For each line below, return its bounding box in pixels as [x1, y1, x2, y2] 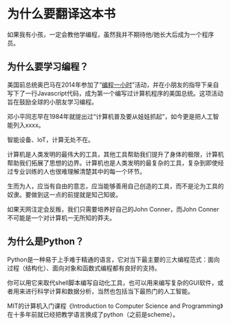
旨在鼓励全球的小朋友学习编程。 [7, 98, 98, 106]
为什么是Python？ [7, 236, 85, 247]
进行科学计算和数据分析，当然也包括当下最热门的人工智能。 [25, 287, 194, 295]
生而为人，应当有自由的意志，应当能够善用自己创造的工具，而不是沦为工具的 [7, 181, 224, 190]
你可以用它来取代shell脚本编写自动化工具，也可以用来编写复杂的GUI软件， [7, 278, 218, 287]
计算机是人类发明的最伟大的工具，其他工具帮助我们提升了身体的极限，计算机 [7, 150, 224, 158]
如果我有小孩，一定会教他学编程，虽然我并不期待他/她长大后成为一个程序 [7, 30, 214, 38]
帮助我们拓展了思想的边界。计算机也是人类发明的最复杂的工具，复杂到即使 [7, 159, 218, 167]
